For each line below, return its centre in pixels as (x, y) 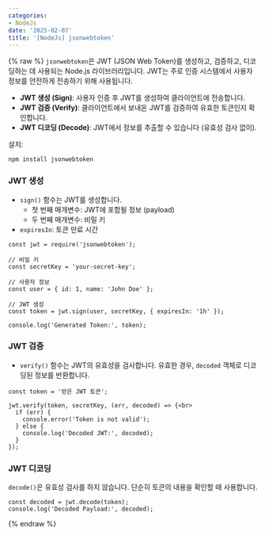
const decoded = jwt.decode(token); (68, 503)
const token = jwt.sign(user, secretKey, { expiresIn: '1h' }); (116, 311)
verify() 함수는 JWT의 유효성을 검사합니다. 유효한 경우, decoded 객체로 (131, 365)
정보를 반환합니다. (62, 375)
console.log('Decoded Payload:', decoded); (81, 509)
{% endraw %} (32, 524)
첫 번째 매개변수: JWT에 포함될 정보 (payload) (103, 209)
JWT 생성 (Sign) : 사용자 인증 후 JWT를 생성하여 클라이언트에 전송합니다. (132, 98)
